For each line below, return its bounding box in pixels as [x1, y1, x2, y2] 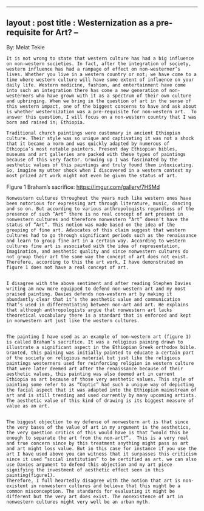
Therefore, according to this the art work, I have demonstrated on [6, 259, 183, 265]
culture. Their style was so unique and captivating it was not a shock [6, 135, 194, 141]
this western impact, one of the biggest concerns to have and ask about [6, 103, 197, 110]
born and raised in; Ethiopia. [6, 119, 86, 125]
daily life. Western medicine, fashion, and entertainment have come [6, 82, 186, 88]
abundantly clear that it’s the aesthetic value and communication [6, 296, 181, 302]
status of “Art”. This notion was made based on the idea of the [6, 222, 175, 228]
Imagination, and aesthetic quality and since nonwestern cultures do [6, 248, 189, 255]
